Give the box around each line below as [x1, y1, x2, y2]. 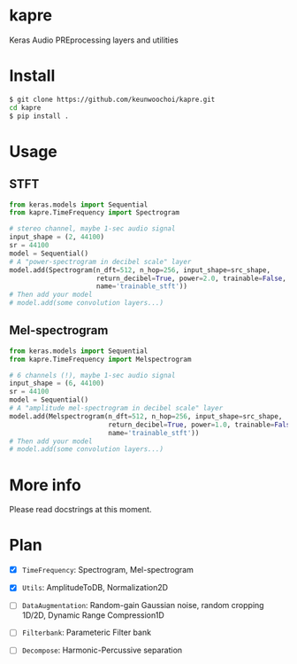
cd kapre [9, 103, 42, 112]
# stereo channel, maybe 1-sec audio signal [9, 224, 176, 233]
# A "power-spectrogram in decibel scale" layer [9, 257, 192, 266]
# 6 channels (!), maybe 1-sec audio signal [9, 371, 176, 379]
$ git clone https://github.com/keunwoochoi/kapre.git [9, 95, 216, 104]
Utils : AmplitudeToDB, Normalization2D [21, 582, 169, 593]
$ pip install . [9, 112, 69, 121]
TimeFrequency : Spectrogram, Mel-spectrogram [21, 565, 194, 575]
